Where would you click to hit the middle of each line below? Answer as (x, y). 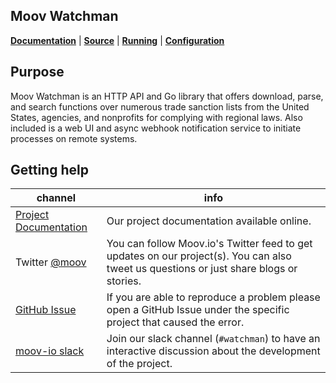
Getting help (49, 170)
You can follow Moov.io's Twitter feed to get (209, 244)
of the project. (139, 364)
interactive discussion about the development (213, 351)
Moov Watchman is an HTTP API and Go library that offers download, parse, (167, 96)
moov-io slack (50, 351)
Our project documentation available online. (209, 221)
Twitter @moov (51, 262)
